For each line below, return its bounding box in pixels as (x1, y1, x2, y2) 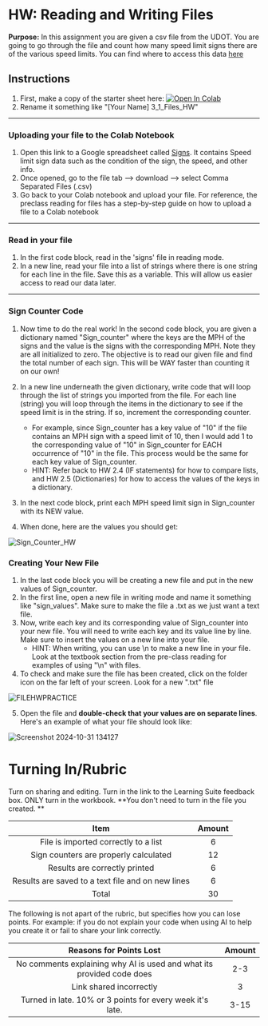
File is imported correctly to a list (39, 836, 163, 847)
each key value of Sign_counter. (31, 457, 137, 466)
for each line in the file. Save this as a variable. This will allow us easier (19, 269, 253, 279)
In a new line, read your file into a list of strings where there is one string (19, 261, 258, 271)
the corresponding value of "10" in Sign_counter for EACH (31, 440, 223, 449)
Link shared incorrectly (71, 981, 158, 992)
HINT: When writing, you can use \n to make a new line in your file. (31, 643, 251, 653)
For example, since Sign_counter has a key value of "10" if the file (31, 422, 247, 433)
